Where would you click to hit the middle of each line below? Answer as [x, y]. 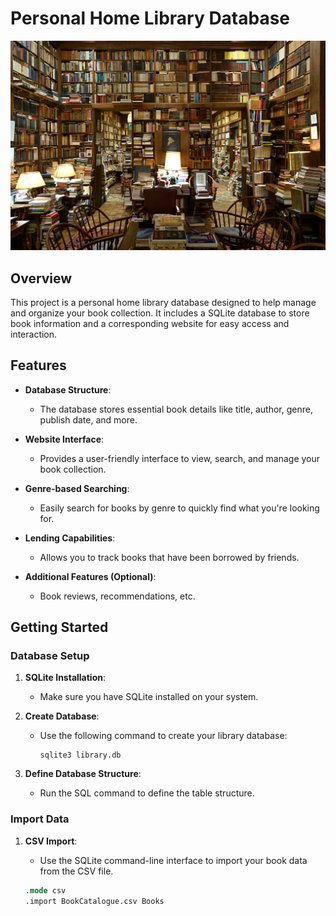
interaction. [34, 334]
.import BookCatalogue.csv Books [94, 901]
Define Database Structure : [83, 774]
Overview [41, 278]
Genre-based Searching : [77, 488]
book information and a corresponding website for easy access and [150, 323]
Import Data [40, 819]
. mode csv [45, 890]
